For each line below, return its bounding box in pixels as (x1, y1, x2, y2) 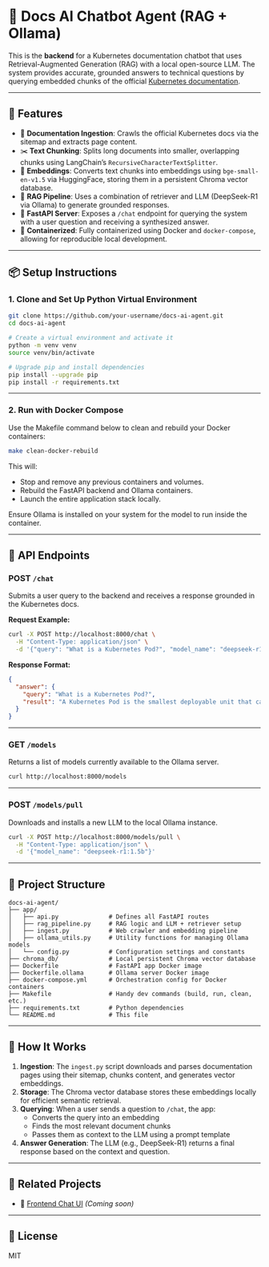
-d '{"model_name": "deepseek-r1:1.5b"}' (15, 848, 156, 856)
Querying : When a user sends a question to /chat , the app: (19, 1104, 216, 1113)
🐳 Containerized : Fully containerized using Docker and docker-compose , (19, 225, 256, 235)
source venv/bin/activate (8, 349, 94, 357)
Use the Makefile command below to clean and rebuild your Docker (8, 422, 231, 432)
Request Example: (8, 615, 70, 624)
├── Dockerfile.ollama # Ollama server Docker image (8, 969, 210, 977)
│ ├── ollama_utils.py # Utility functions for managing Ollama (8, 934, 249, 942)
